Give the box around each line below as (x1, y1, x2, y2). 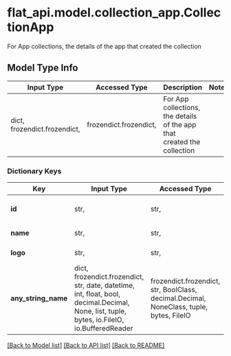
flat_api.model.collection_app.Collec (7, 5, 221, 21)
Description (163, 82, 203, 92)
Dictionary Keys (7, 166, 62, 176)
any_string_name (10, 293, 68, 303)
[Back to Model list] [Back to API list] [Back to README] (7, 342, 165, 350)
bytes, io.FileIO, (74, 315, 124, 324)
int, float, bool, (74, 289, 120, 299)
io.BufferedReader (74, 324, 133, 333)
